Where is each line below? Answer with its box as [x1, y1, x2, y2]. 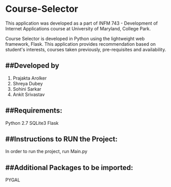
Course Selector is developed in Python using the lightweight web [5, 35, 145, 42]
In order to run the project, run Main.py [5, 148, 88, 155]
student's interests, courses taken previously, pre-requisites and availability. [5, 46, 166, 52]
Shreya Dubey [12, 80, 43, 86]
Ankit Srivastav [12, 91, 45, 98]
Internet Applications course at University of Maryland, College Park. [5, 25, 151, 31]
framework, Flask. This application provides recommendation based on [5, 41, 156, 47]
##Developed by [5, 61, 60, 70]
